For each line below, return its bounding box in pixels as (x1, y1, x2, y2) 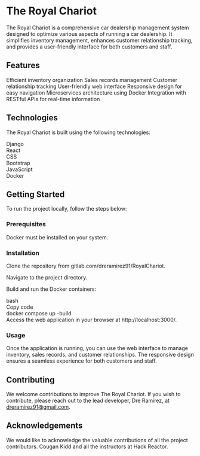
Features (6, 60, 40, 71)
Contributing (6, 375, 55, 385)
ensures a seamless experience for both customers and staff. (6, 357, 157, 364)
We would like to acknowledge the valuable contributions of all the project (6, 436, 188, 443)
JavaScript (6, 166, 33, 173)
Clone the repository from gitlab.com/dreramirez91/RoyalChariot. (6, 262, 166, 269)
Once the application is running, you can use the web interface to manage (6, 345, 188, 352)
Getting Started (6, 189, 65, 199)
